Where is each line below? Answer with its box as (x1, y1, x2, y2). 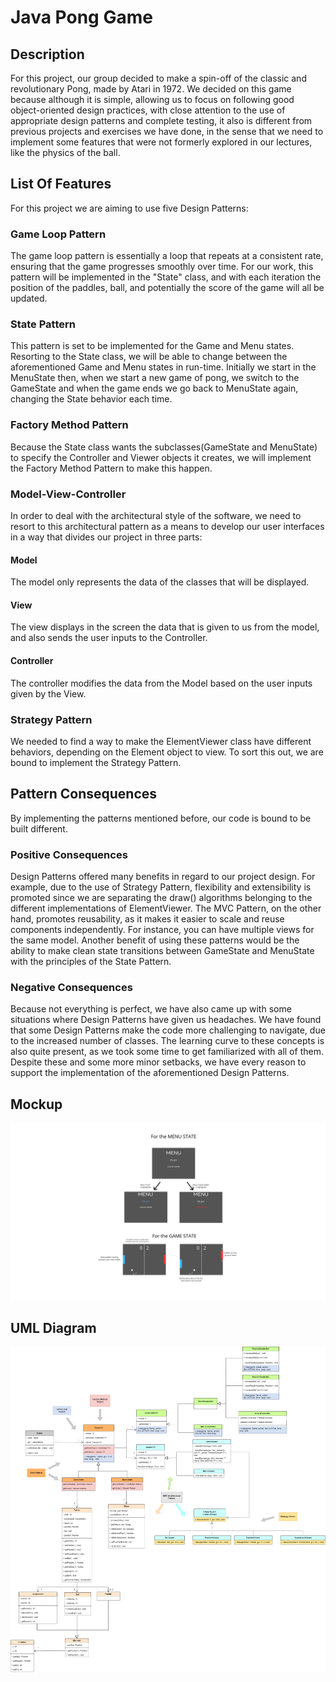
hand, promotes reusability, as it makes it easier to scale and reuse (10, 913, 285, 925)
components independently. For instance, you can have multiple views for (10, 924, 315, 936)
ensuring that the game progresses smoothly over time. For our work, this (10, 261, 314, 273)
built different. (10, 822, 68, 835)
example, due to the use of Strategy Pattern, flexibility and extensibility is (10, 881, 312, 893)
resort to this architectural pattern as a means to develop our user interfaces (10, 521, 325, 532)
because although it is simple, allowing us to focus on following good (10, 94, 295, 105)
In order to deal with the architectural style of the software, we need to (10, 510, 302, 521)
